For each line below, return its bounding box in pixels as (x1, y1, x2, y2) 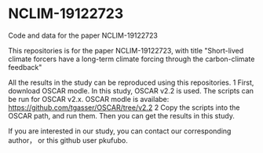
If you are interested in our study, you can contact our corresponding (8, 126, 232, 136)
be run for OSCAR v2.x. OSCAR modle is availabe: (8, 94, 170, 104)
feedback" (8, 62, 42, 71)
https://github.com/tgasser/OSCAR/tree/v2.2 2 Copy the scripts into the (8, 103, 241, 112)
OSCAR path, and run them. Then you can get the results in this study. (8, 111, 236, 120)
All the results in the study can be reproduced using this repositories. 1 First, (8, 78, 254, 87)
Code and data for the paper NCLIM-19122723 (8, 31, 159, 40)
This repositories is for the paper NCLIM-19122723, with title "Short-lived (8, 46, 244, 55)
